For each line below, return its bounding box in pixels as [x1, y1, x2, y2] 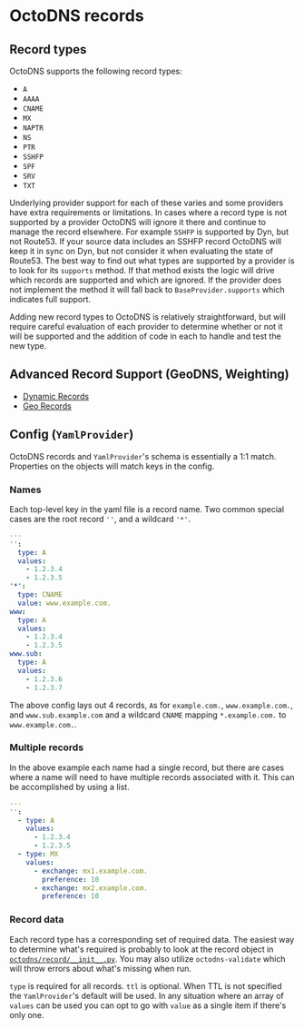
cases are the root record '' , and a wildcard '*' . [9, 513, 191, 524]
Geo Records [22, 401, 73, 411]
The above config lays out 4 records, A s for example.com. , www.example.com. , [9, 699, 293, 710]
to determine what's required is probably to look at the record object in [9, 944, 274, 955]
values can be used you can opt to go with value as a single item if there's [9, 1000, 287, 1011]
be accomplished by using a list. [9, 781, 130, 792]
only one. [9, 1009, 44, 1020]
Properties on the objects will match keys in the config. [9, 460, 215, 471]
